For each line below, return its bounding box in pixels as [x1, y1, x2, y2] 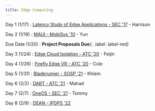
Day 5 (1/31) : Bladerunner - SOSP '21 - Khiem [5, 70, 101, 77]
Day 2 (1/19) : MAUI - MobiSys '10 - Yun [5, 31, 88, 37]
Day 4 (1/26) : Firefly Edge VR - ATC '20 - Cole [5, 60, 103, 66]
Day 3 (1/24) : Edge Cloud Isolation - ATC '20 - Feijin [5, 51, 115, 57]
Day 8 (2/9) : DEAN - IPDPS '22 [5, 100, 71, 106]
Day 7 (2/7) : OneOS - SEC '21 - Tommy [5, 90, 88, 96]
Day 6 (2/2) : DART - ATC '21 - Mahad [5, 80, 84, 86]
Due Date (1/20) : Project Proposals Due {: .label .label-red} [5, 41, 129, 47]
